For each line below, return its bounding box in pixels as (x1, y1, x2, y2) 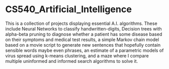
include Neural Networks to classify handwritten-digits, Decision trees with (5, 25, 162, 31)
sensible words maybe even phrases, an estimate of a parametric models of (5, 47, 164, 53)
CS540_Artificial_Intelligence (5, 4, 132, 15)
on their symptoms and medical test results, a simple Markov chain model (5, 37, 159, 43)
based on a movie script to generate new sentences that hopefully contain (5, 42, 161, 48)
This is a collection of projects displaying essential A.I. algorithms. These (5, 20, 157, 26)
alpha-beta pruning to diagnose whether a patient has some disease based (5, 31, 162, 37)
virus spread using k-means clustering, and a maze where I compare (5, 52, 149, 59)
